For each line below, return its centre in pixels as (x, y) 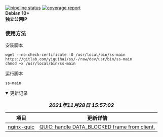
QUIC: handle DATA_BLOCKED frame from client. (97, 127)
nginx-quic (21, 127)
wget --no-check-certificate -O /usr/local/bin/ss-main (65, 55)
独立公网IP (16, 19)
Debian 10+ (17, 13)
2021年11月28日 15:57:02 (81, 105)
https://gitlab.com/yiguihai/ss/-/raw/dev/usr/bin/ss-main (69, 59)
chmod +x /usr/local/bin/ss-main (40, 64)
